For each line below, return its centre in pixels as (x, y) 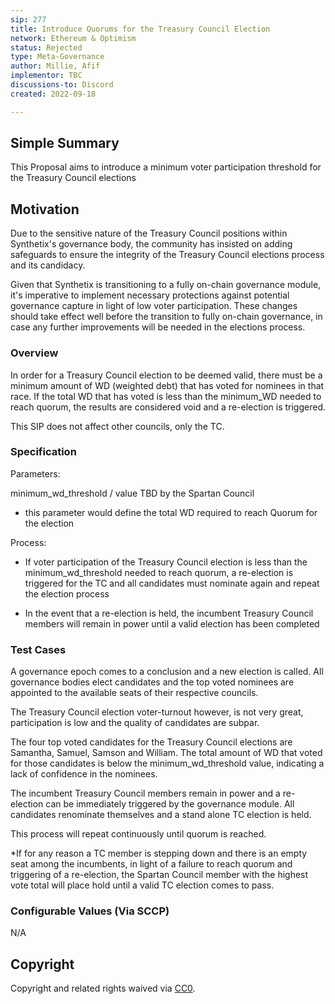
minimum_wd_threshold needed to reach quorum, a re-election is (159, 572)
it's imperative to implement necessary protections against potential (150, 295)
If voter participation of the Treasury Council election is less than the (166, 562)
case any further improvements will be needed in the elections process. (158, 327)
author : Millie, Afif (55, 66)
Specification (43, 452)
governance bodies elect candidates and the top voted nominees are (152, 682)
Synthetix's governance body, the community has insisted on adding (151, 244)
